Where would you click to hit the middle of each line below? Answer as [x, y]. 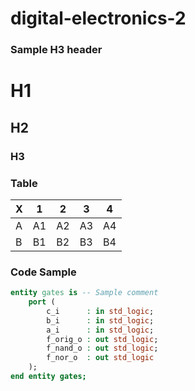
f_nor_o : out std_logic [100, 358]
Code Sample [43, 272]
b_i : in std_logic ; [100, 320]
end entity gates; [48, 377]
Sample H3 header [56, 50]
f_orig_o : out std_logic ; [102, 339]
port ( [42, 302]
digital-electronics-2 [98, 18]
